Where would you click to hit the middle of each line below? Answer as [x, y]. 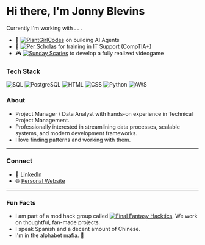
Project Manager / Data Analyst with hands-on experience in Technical [104, 113]
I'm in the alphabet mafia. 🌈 [49, 235]
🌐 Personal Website [40, 180]
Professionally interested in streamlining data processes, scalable [97, 127]
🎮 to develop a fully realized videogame [89, 53]
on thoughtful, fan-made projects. [58, 222]
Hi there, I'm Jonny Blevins [76, 11]
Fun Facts [21, 202]
